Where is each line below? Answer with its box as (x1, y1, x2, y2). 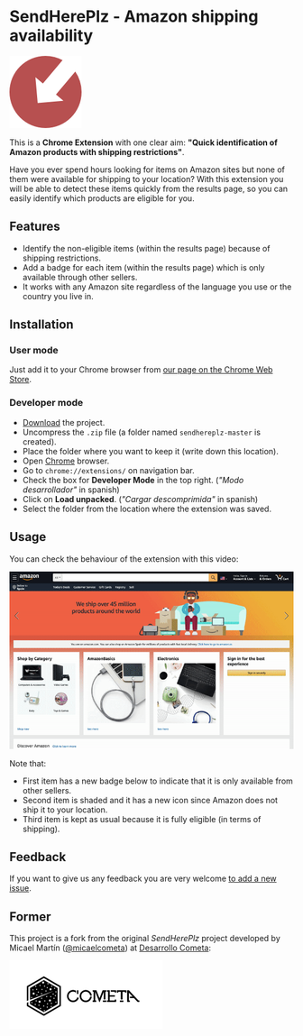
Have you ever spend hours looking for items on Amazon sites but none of (9, 164, 286, 175)
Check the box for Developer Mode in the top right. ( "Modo (22, 474, 244, 485)
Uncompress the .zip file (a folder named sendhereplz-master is (22, 426, 262, 437)
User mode (9, 344, 59, 357)
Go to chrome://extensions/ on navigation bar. (22, 464, 196, 475)
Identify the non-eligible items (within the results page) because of (22, 243, 271, 253)
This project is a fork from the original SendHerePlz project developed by (9, 933, 281, 944)
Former (9, 909, 51, 924)
